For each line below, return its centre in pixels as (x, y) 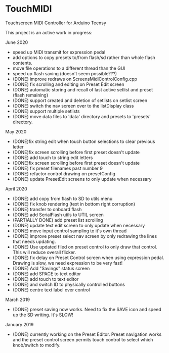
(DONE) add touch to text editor (46, 279)
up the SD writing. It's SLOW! (43, 315)
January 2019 (19, 324)
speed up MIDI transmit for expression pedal (59, 52)
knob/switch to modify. (36, 345)
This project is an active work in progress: (49, 32)
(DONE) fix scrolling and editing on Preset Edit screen (68, 84)
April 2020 (16, 189)
